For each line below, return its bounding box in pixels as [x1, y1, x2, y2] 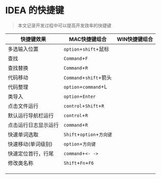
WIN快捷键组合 [116, 35, 153, 43]
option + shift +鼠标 [63, 45, 109, 52]
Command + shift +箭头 [63, 74, 112, 81]
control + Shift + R [63, 102, 105, 109]
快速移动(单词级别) [8, 140, 53, 148]
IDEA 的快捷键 [5, 5, 65, 16]
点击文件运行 [8, 102, 39, 110]
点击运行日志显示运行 [8, 121, 59, 128]
